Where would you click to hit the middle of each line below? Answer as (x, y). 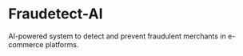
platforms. (62, 44)
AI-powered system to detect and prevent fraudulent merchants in (117, 36)
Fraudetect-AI (56, 14)
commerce (26, 44)
